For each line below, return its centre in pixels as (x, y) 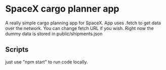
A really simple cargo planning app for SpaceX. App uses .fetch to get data (83, 23)
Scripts (17, 49)
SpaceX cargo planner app (63, 9)
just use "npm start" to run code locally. (47, 62)
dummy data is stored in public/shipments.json (54, 33)
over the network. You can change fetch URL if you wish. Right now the (80, 28)
